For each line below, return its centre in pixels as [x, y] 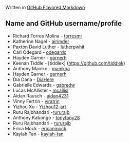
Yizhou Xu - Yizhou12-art [39, 107]
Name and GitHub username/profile [64, 23]
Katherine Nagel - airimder [41, 41]
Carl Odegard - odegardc [40, 52]
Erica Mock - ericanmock [40, 128]
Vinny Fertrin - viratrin [36, 101]
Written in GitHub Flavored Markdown [45, 7]
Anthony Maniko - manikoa [41, 68]
